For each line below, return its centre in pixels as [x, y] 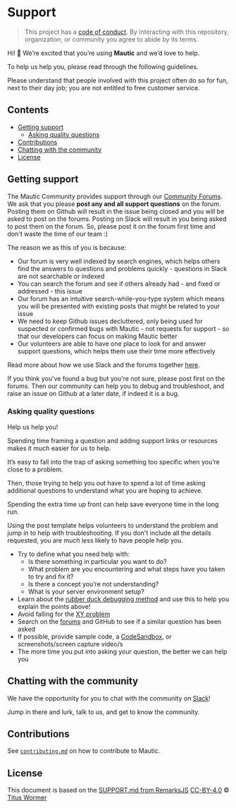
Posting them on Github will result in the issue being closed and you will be [116, 211]
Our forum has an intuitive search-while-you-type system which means [121, 299]
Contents [28, 110]
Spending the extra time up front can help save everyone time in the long [113, 504]
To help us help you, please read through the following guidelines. [103, 66]
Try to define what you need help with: [74, 554]
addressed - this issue [50, 291]
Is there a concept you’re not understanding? [93, 584]
